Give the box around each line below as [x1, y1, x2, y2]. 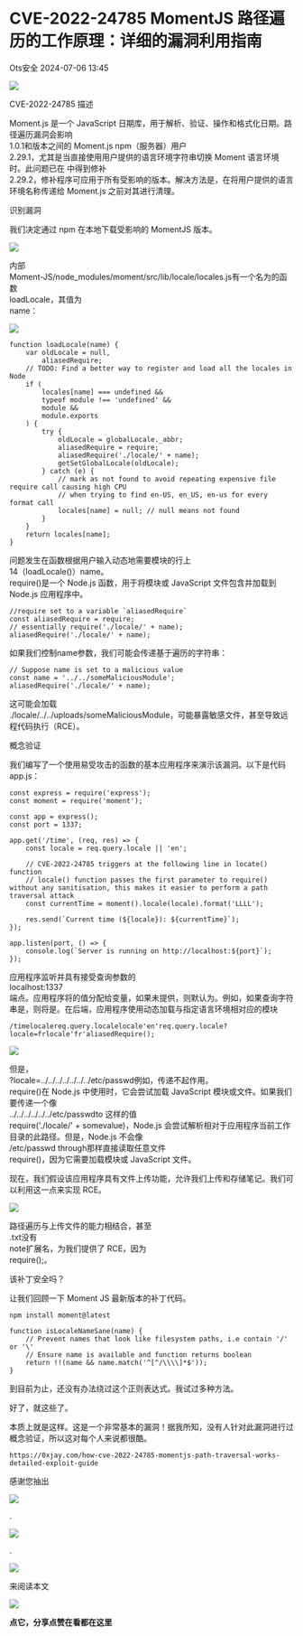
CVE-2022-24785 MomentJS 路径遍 [9, 8, 286, 29]
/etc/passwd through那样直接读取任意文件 [9, 1142, 167, 1153]
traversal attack [9, 891, 75, 900]
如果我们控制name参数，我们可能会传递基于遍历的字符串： [9, 647, 228, 658]
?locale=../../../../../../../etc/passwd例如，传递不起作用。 [9, 1074, 214, 1085]
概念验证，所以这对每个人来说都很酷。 [9, 1433, 151, 1444]
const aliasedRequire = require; [9, 614, 135, 623]
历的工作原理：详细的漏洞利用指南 [9, 31, 263, 51]
